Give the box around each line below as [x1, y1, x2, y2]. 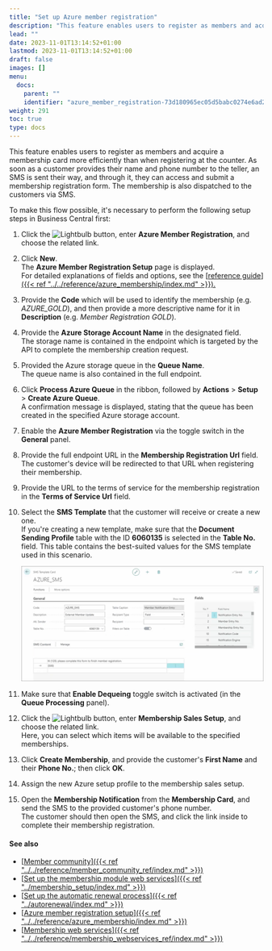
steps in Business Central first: [9, 214, 111, 223]
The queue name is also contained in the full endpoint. [20, 369, 203, 378]
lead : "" [9, 30, 39, 38]
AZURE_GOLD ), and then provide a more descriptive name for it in [20, 303, 241, 313]
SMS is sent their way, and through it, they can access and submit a [9, 173, 235, 181]
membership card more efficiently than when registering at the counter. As [9, 156, 257, 165]
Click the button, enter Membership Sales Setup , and [20, 713, 241, 723]
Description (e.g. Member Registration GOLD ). [20, 312, 177, 322]
